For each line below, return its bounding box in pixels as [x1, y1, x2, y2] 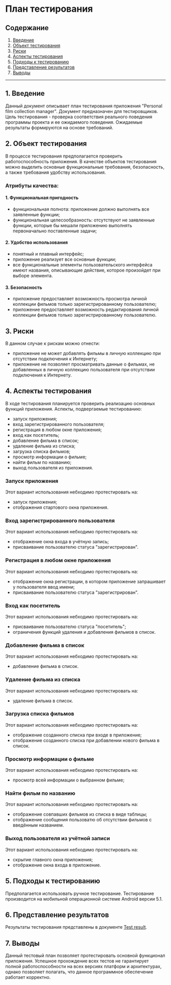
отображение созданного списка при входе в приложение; [12, 732, 142, 738]
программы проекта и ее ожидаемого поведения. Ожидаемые [5, 119, 142, 125]
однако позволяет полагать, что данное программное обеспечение [5, 969, 154, 975]
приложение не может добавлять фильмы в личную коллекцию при [12, 350, 161, 356]
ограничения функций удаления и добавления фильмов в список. [12, 629, 156, 635]
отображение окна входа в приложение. [12, 862, 101, 868]
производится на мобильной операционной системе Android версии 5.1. [5, 896, 163, 902]
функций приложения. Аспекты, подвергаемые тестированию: [5, 406, 142, 412]
